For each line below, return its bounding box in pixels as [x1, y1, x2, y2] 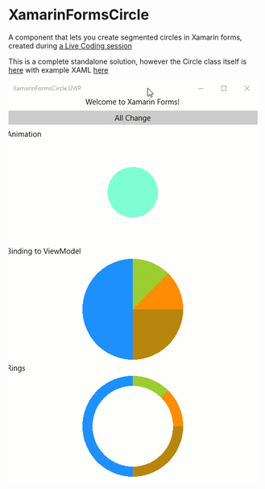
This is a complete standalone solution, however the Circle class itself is [8, 56, 247, 66]
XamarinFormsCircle [8, 6, 150, 24]
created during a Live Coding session [8, 40, 133, 50]
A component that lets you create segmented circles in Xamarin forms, [8, 32, 242, 42]
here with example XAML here [8, 65, 109, 74]
